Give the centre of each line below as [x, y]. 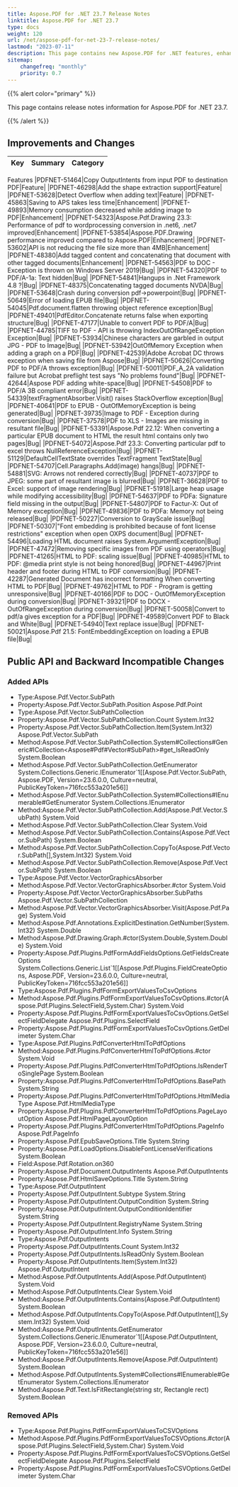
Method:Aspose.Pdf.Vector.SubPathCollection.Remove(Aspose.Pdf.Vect [123, 863]
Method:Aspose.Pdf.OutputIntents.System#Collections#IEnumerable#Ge [124, 1374]
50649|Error [25, 300]
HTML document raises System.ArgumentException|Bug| [137, 541]
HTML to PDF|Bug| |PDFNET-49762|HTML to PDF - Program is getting [110, 587]
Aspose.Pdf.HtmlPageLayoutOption [96, 1119]
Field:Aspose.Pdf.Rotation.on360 [66, 1164]
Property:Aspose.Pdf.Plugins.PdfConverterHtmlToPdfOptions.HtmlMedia [124, 1096]
